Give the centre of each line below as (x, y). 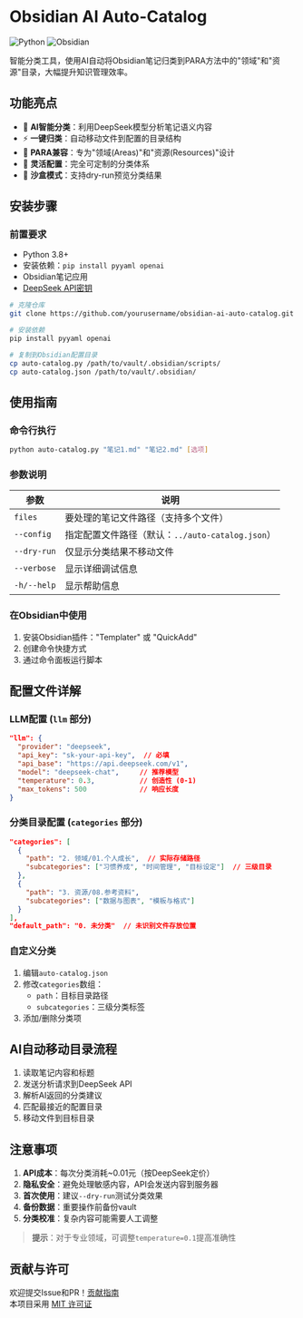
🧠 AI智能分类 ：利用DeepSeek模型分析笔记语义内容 (117, 127)
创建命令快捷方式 (54, 648)
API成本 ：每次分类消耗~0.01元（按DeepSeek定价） (118, 1173)
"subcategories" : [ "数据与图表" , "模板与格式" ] (110, 901)
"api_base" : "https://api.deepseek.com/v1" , (103, 764)
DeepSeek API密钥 (58, 288)
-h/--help (35, 586)
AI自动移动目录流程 (64, 1050)
